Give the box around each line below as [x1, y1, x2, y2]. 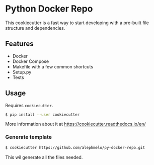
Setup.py [12, 69, 32, 75]
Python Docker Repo [5, 3, 93, 15]
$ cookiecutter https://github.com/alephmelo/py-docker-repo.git [5, 145, 145, 150]
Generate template [5, 134, 52, 141]
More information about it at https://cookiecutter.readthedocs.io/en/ [5, 121, 146, 127]
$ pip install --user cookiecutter [5, 112, 80, 117]
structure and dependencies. [5, 25, 65, 31]
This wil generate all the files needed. [5, 154, 83, 160]
